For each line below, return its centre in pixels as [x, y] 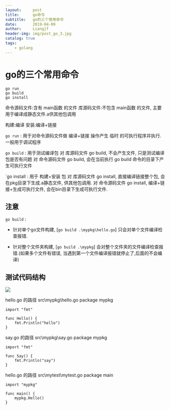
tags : [11, 43]
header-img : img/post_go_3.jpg [38, 34]
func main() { [20, 394]
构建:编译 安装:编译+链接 [31, 125]
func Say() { [19, 356]
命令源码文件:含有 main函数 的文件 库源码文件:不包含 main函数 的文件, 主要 [83, 107]
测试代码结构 [25, 277]
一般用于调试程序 [23, 142]
